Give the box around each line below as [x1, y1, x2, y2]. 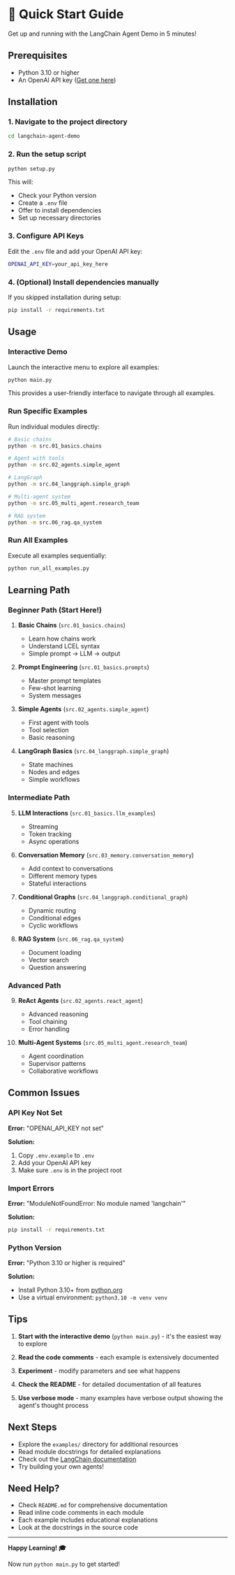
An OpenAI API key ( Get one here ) [17, 76, 116, 84]
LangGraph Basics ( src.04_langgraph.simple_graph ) [17, 747, 169, 755]
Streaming [28, 822, 59, 831]
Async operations [28, 837, 79, 846]
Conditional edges [28, 913, 82, 922]
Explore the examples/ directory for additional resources [17, 1440, 179, 1448]
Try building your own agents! [17, 1462, 104, 1471]
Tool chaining [28, 1017, 68, 1025]
